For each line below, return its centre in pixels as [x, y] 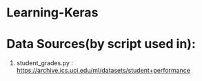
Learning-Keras [52, 13]
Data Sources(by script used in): [101, 44]
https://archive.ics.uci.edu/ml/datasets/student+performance [103, 71]
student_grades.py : [45, 63]
